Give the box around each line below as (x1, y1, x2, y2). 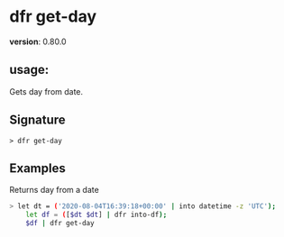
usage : (9, 62, 50, 77)
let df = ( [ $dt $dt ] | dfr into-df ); (25, 210, 168, 220)
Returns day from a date (9, 185, 99, 196)
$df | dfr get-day (25, 219, 95, 228)
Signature (9, 113, 66, 128)
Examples (9, 160, 66, 176)
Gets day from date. (9, 86, 84, 96)
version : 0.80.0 (9, 36, 67, 47)
